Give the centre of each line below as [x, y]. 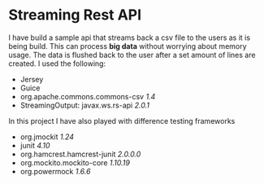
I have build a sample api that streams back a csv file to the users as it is [129, 37]
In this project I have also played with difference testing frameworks [122, 120]
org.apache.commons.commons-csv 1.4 [88, 96]
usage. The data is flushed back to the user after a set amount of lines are [132, 55]
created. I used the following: [57, 64]
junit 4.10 [35, 145]
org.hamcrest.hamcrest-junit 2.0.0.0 [80, 154]
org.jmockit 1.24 [47, 137]
